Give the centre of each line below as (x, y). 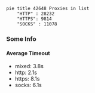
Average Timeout (28, 53)
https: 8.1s (27, 79)
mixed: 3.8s (29, 66)
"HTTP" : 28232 (36, 14)
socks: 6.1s (28, 85)
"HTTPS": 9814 (34, 19)
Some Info (22, 39)
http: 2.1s (26, 73)
